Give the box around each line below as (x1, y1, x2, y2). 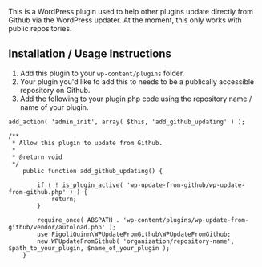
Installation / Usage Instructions (8, 47, 172, 61)
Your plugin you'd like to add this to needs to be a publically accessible (19, 76, 255, 87)
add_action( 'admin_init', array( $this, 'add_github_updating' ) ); (8, 118, 246, 126)
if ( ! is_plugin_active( (37, 180, 124, 189)
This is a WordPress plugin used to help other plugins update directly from (8, 7, 254, 16)
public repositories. (8, 24, 72, 33)
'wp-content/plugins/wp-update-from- (123, 216, 249, 224)
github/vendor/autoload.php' (8, 223, 106, 231)
